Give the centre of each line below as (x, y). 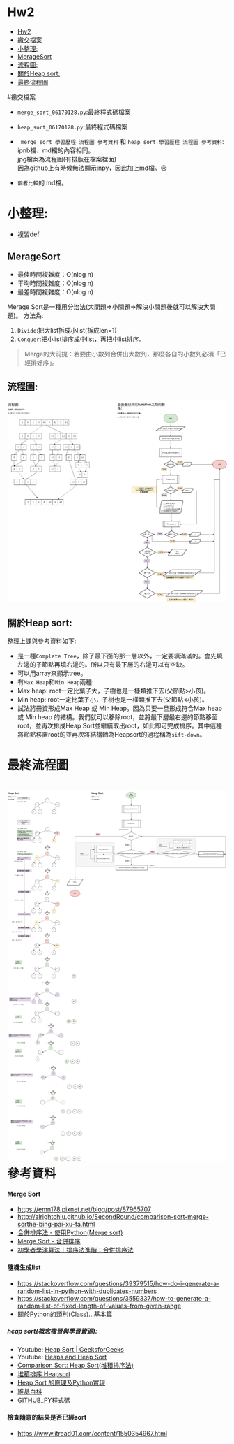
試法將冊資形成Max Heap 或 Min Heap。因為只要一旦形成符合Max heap (120, 708)
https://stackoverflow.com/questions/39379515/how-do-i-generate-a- (118, 1283)
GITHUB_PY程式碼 (44, 1400)
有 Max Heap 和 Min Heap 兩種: (55, 681)
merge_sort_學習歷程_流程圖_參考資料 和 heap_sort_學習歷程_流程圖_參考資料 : (122, 141)
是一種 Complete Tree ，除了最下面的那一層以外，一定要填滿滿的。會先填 (120, 656)
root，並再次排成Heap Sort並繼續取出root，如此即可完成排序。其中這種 (120, 725)
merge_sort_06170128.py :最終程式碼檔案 (74, 112)
